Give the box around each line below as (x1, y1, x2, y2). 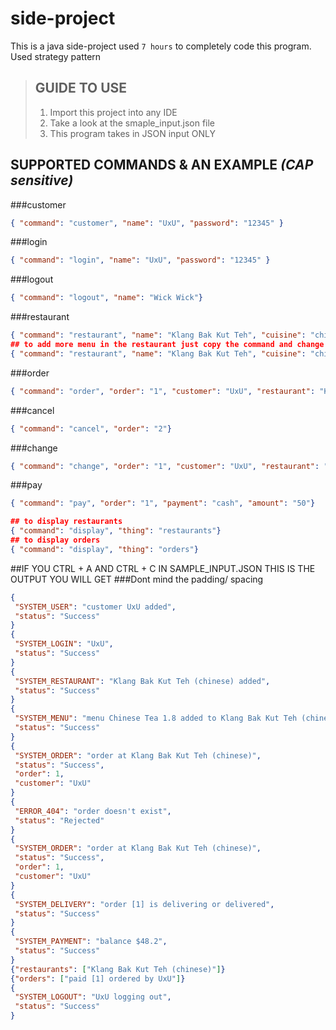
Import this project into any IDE (49, 106, 178, 118)
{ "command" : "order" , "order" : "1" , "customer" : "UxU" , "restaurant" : (10, 386, 316, 396)
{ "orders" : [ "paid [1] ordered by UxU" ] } (10, 973, 186, 984)
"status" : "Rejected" (14, 815, 105, 826)
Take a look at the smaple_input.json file (49, 117, 216, 129)
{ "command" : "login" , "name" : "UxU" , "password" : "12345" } (10, 255, 271, 266)
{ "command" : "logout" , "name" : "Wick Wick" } (10, 293, 203, 303)
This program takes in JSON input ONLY (49, 127, 216, 139)
